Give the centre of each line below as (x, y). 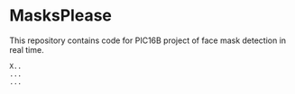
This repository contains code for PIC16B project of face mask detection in (148, 40)
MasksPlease (61, 16)
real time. (27, 49)
